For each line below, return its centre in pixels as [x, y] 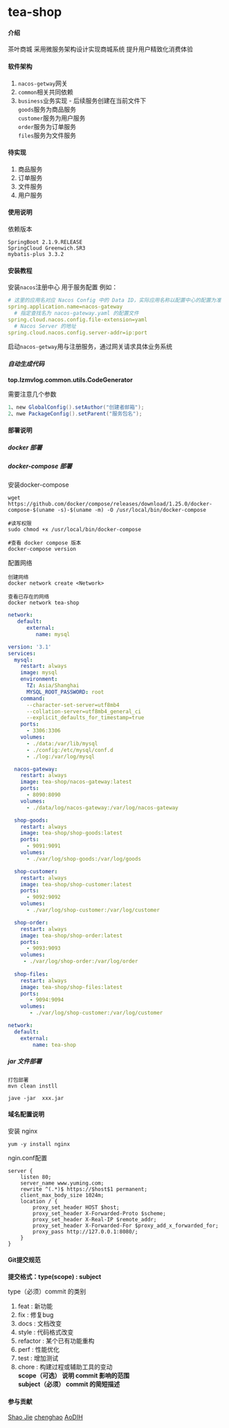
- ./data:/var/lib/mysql [62, 743]
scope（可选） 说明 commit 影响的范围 [74, 1375]
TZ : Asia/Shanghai [53, 686]
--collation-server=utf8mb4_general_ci [83, 712]
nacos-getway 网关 [43, 83]
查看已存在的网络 [29, 597]
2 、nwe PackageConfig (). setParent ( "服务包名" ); [75, 413]
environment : [39, 679]
